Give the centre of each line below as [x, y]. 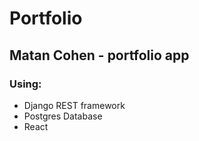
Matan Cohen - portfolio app [99, 55]
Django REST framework [74, 105]
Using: [25, 84]
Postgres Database [63, 116]
